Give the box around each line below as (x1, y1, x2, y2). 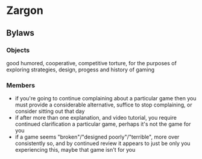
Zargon (6, 4, 43, 18)
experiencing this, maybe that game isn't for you (14, 146, 136, 154)
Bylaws (6, 28, 35, 38)
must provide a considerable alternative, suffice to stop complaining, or (14, 101, 192, 109)
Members (6, 81, 35, 89)
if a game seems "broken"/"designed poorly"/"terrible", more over (14, 134, 180, 141)
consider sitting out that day (14, 108, 85, 115)
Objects (6, 46, 30, 54)
